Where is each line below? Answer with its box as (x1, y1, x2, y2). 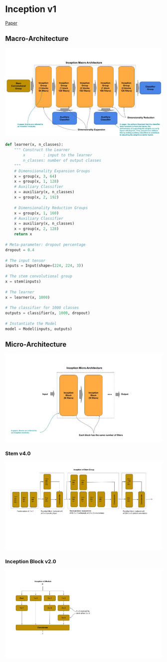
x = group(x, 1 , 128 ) (14, 179, 59, 184)
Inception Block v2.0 (5, 558, 56, 565)
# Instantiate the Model (5, 321, 57, 326)
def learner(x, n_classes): (5, 142, 64, 147)
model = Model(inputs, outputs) (5, 326, 72, 331)
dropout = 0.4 (5, 247, 35, 253)
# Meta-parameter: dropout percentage (5, 242, 86, 247)
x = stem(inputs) (5, 279, 41, 284)
